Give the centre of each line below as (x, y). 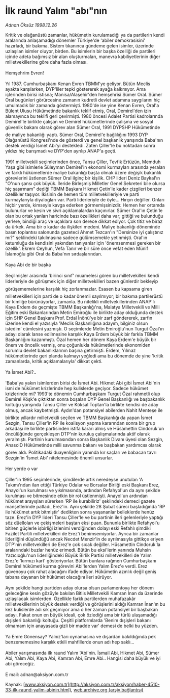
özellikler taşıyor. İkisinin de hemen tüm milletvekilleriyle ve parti (72, 194)
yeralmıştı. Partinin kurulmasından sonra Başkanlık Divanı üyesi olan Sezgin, (84, 439)
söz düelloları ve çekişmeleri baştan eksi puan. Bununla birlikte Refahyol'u (82, 523)
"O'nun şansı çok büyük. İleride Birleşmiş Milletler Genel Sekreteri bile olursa (85, 183)
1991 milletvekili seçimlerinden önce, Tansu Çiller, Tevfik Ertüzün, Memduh (83, 162)
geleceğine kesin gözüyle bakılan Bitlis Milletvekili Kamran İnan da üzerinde (84, 593)
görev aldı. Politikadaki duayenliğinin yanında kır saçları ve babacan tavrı (81, 452)
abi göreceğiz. (20, 663)
